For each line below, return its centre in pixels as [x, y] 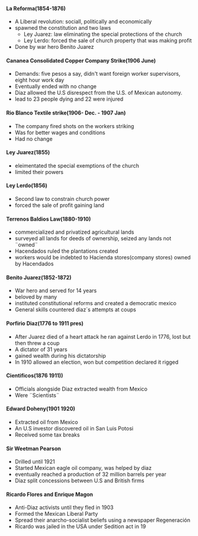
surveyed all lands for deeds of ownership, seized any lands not [93, 238]
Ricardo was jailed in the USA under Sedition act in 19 [80, 526]
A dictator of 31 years [41, 349]
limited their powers [39, 172]
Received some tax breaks [47, 435]
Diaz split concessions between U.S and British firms [79, 481]
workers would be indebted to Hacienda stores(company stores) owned [103, 258]
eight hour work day [39, 80]
